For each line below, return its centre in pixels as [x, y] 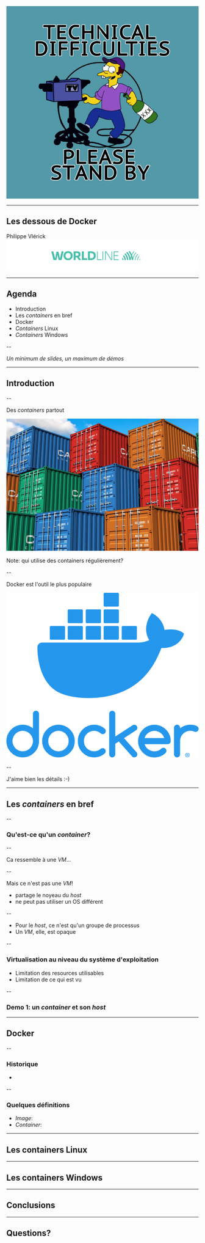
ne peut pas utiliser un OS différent [59, 902]
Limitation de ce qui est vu [49, 979]
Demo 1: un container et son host [56, 1007]
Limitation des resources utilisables [59, 973]
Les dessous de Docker [52, 222]
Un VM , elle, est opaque [45, 932]
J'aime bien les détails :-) [38, 779]
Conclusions [31, 1205]
